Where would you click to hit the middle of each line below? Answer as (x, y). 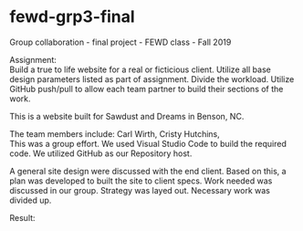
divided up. (31, 200)
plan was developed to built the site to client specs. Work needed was (141, 181)
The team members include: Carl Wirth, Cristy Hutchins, (115, 133)
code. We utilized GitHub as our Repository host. (101, 153)
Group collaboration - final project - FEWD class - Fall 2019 (120, 42)
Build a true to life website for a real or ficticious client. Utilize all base (140, 69)
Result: (22, 217)
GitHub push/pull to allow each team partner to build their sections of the (146, 89)
